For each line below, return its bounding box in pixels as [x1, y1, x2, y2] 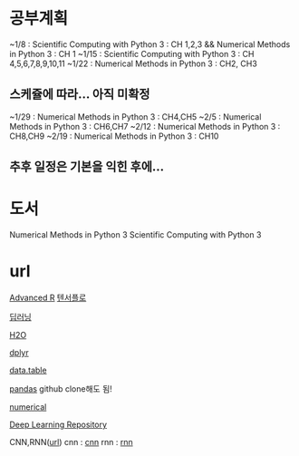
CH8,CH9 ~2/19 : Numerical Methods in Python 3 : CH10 [9, 131, 219, 141]
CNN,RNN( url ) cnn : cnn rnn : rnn [9, 437, 133, 448]
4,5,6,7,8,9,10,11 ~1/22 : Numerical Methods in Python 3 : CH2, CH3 [9, 58, 258, 69]
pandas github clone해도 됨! [9, 383, 113, 394]
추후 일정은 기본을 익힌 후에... [9, 160, 165, 175]
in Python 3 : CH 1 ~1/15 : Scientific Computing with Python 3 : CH [9, 48, 255, 59]
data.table [9, 364, 47, 376]
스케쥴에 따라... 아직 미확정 [9, 87, 150, 102]
